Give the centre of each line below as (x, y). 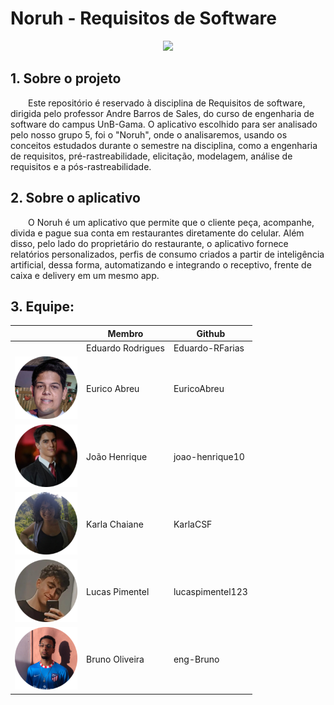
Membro (125, 333)
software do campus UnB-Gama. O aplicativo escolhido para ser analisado (164, 124)
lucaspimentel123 (210, 592)
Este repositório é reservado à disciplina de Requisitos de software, (167, 103)
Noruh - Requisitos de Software (143, 18)
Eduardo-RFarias (209, 348)
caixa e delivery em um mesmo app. (85, 275)
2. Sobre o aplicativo (75, 198)
